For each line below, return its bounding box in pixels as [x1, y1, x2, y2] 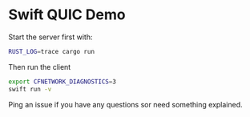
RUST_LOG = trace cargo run [8, 47, 95, 55]
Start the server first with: [8, 32, 93, 42]
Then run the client [8, 62, 71, 71]
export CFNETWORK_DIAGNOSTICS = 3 [8, 78, 116, 86]
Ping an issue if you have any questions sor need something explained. [8, 99, 243, 109]
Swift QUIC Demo [8, 6, 126, 24]
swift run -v [8, 85, 52, 93]
